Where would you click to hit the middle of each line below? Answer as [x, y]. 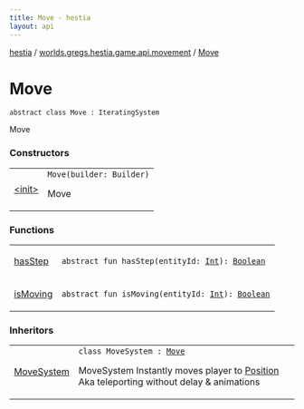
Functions [32, 229]
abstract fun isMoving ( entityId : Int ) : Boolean [166, 294]
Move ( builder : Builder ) [99, 174]
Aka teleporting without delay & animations [169, 382]
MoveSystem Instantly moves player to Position [179, 371]
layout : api [32, 26]
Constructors [39, 153]
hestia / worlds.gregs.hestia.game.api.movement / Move [114, 52]
